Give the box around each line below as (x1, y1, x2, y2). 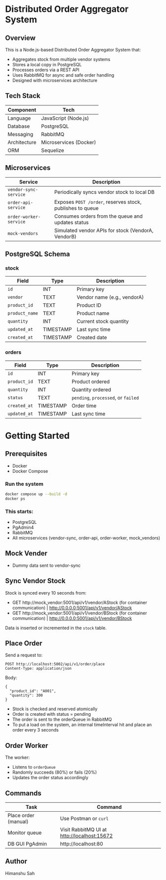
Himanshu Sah (5, 870, 35, 876)
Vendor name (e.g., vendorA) (76, 294, 144, 301)
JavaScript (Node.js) (41, 115, 89, 122)
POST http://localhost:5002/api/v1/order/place (5, 662, 105, 667)
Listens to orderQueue (12, 764, 56, 770)
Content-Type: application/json (5, 666, 72, 671)
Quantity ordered (71, 386, 111, 393)
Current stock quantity (76, 318, 129, 325)
